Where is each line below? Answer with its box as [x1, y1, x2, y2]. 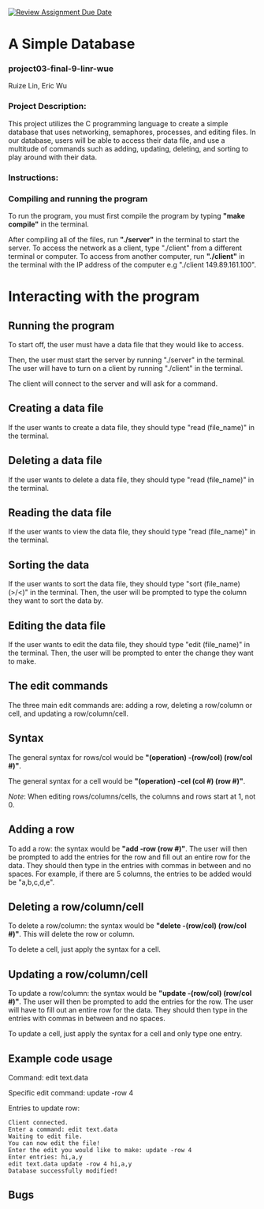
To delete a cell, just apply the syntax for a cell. [8, 945, 162, 954]
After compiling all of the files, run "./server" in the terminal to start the [8, 235, 240, 244]
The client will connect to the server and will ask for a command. [8, 379, 218, 388]
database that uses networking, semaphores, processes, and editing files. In [8, 127, 256, 137]
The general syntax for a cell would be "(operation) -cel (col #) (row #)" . [8, 776, 246, 785]
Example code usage [8, 1052, 113, 1065]
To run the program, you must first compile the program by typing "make [8, 211, 246, 220]
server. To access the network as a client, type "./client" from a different [8, 243, 243, 253]
